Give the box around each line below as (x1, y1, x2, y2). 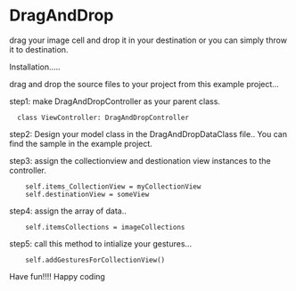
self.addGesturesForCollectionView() (25, 255, 166, 264)
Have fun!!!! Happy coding (9, 271, 105, 281)
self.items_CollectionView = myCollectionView (25, 182, 201, 191)
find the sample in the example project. (9, 138, 153, 149)
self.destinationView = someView (25, 190, 150, 198)
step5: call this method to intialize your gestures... (9, 238, 193, 249)
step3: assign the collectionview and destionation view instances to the (9, 155, 271, 166)
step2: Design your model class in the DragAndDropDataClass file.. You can (9, 128, 288, 139)
